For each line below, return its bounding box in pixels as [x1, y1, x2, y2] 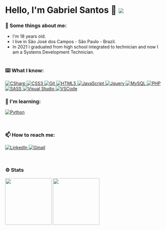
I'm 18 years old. [12, 33, 46, 39]
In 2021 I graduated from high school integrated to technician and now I [12, 44, 159, 50]
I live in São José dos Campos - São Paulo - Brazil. [12, 39, 116, 45]
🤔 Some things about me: [5, 22, 67, 29]
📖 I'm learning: [5, 98, 41, 105]
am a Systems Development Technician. [12, 49, 95, 55]
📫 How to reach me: [5, 131, 55, 138]
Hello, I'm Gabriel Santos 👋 [5, 4, 117, 16]
